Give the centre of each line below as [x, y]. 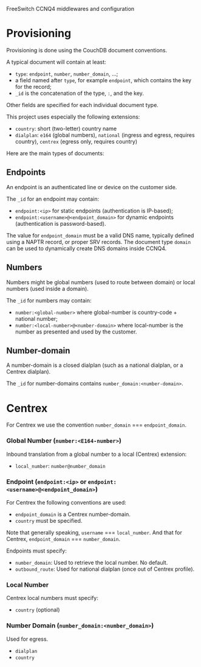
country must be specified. [49, 520]
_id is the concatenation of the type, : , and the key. [80, 93]
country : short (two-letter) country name [66, 128]
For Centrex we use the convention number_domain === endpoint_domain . [97, 425]
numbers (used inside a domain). [48, 288]
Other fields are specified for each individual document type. [83, 105]
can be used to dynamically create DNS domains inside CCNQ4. [87, 248]
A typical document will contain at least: [56, 62]
